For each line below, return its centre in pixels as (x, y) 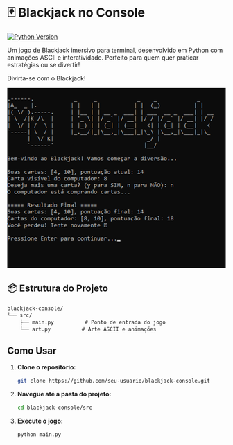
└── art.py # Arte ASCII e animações (88, 329)
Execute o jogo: (40, 421)
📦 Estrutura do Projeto (58, 288)
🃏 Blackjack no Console (76, 13)
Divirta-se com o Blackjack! (46, 78)
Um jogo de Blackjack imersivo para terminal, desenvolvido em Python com (115, 50)
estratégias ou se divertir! (44, 64)
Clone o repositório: (46, 367)
